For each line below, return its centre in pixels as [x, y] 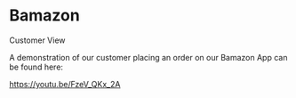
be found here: [36, 67]
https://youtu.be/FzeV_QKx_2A [65, 84]
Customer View [37, 40]
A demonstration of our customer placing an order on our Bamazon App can [148, 57]
